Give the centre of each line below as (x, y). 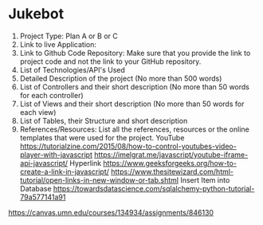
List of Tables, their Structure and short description (104, 120)
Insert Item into (205, 180)
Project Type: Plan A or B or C (69, 36)
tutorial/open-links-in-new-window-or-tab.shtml (99, 180)
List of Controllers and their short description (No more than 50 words (134, 87)
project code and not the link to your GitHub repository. (110, 61)
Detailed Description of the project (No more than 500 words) (121, 78)
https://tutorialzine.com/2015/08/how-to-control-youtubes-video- (128, 146)
